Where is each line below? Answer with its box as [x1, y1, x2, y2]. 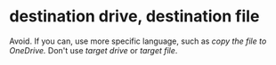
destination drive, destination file [9, 6, 260, 27]
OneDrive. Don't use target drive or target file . [9, 45, 178, 55]
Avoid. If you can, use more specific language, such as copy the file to [9, 36, 267, 46]
